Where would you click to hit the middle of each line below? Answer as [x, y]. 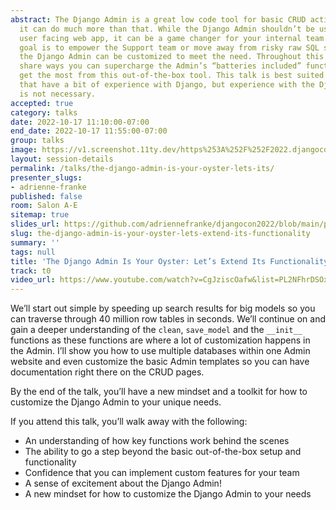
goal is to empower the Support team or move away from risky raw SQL [169, 47]
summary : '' [35, 242]
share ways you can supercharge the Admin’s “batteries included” [160, 66]
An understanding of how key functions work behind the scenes [157, 441]
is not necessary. [58, 94]
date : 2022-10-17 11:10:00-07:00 [80, 122]
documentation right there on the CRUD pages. [107, 372]
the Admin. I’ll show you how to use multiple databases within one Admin [160, 351]
